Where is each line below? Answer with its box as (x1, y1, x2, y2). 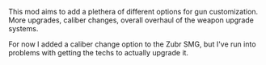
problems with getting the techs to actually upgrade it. (8, 48, 188, 57)
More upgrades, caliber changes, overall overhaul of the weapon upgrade (8, 15, 255, 25)
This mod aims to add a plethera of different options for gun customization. (8, 7, 259, 16)
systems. (8, 24, 39, 33)
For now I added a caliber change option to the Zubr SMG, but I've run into (8, 39, 256, 49)
